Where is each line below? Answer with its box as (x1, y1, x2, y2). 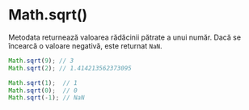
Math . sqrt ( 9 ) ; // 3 (8, 57, 74, 65)
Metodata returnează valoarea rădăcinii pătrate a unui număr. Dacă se (8, 32, 241, 42)
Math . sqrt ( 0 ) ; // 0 (8, 87, 78, 95)
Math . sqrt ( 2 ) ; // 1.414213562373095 (8, 64, 132, 72)
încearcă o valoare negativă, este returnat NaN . (8, 40, 163, 50)
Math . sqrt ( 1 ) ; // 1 (8, 78, 78, 87)
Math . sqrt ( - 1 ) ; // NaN (8, 94, 85, 102)
